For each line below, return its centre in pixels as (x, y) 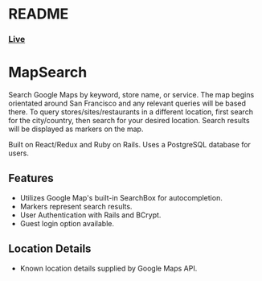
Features (31, 178)
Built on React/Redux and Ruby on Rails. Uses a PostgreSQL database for (130, 145)
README (39, 14)
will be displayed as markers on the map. (76, 129)
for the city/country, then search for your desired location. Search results (129, 121)
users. (19, 153)
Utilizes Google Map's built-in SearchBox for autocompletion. (121, 197)
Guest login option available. (67, 223)
